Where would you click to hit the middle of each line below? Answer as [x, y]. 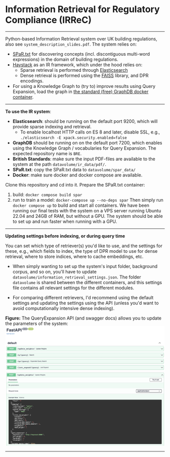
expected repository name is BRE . [47, 153]
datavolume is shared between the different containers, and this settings [87, 282]
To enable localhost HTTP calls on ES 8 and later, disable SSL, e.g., [90, 132]
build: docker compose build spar [47, 194]
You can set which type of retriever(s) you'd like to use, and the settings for [84, 246]
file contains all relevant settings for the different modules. [73, 288]
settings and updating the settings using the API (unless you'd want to [86, 303]
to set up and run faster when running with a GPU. [65, 221]
